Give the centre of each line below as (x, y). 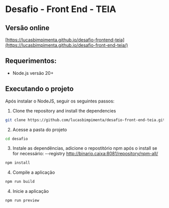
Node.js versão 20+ (33, 73)
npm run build (20, 182)
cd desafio (17, 139)
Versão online (27, 28)
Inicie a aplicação (31, 191)
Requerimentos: (31, 61)
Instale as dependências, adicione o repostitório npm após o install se (85, 148)
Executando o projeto (39, 89)
